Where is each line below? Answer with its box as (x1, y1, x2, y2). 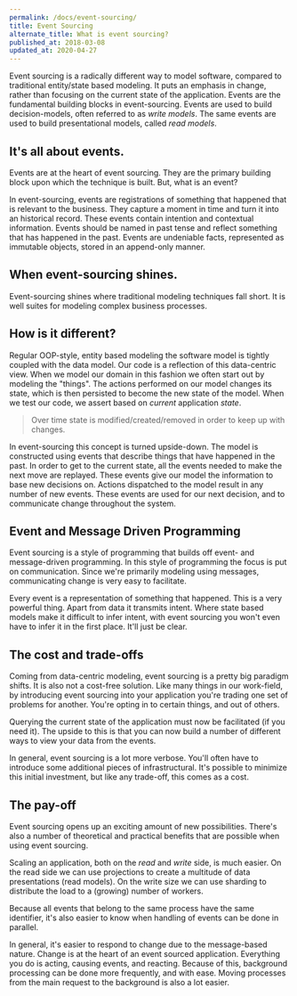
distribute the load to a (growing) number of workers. (9, 886, 204, 896)
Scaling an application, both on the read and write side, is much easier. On (9, 857, 282, 868)
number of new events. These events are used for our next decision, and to (9, 488, 285, 499)
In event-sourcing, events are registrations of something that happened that (9, 193, 287, 205)
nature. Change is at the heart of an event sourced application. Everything (9, 949, 281, 959)
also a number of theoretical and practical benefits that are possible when (9, 830, 280, 841)
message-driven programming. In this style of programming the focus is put (9, 557, 287, 567)
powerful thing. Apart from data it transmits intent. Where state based (9, 602, 264, 613)
